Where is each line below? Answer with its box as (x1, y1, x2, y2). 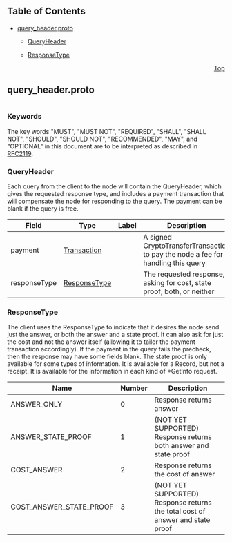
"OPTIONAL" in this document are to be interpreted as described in (7, 142, 198, 151)
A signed (143, 233, 173, 242)
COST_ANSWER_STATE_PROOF (10, 502, 114, 512)
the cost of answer (154, 470, 215, 479)
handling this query (143, 258, 206, 268)
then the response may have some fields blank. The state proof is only (7, 352, 207, 361)
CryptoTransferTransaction (143, 241, 231, 251)
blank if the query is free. (7, 204, 79, 213)
